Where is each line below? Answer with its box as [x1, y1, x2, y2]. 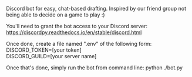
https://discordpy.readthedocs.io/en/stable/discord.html [6, 29, 142, 36]
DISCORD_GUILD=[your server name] [6, 53, 97, 59]
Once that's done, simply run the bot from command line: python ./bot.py [6, 64, 183, 71]
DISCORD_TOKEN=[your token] [6, 46, 82, 53]
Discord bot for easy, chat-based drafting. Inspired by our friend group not [6, 5, 187, 12]
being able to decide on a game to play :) [6, 11, 105, 18]
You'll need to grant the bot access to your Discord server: [6, 23, 148, 29]
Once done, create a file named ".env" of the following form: [6, 41, 152, 47]
